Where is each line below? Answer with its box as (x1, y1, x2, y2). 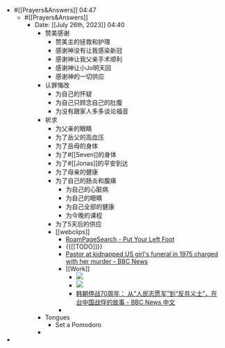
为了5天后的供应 (55, 220, 102, 228)
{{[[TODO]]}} (65, 242, 103, 251)
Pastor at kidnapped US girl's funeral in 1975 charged (65, 250, 219, 258)
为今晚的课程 (65, 211, 103, 219)
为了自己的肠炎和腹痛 (55, 176, 117, 185)
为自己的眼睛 (65, 194, 103, 202)
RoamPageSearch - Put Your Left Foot (65, 235, 175, 243)
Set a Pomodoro (55, 321, 102, 329)
